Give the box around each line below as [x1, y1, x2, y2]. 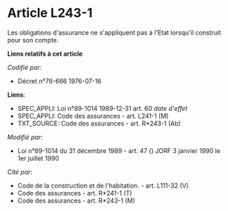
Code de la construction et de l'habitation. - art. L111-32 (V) [17, 181, 189, 190]
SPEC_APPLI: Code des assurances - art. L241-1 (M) [17, 111, 169, 120]
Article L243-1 [7, 5, 93, 21]
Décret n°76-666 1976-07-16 [17, 76, 102, 85]
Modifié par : [7, 133, 44, 141]
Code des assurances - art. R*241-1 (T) [17, 188, 132, 197]
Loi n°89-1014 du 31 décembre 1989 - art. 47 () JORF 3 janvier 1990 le [17, 146, 220, 155]
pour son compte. [7, 35, 59, 44]
